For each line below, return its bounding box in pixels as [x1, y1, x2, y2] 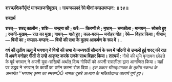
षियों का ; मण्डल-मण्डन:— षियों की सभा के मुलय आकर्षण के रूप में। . [11, 37, 122, 43]
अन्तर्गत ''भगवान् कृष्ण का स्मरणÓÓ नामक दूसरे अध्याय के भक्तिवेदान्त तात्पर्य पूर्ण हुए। [5, 70, 144, 76]
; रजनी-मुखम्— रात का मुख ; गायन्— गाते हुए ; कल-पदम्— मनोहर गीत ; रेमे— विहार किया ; [5, 31, 156, 37]
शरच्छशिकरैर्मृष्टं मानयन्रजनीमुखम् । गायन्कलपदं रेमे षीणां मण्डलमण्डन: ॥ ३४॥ [5, 5, 128, 11]
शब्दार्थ [5, 15, 16, 21]
